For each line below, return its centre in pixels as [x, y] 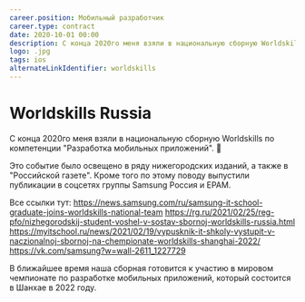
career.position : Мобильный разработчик [87, 18]
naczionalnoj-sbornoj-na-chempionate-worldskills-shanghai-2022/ [135, 240]
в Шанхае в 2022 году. [53, 287]
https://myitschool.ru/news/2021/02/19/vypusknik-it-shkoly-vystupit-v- [142, 231]
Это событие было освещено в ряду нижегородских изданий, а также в [149, 165]
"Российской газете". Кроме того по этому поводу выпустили [129, 175]
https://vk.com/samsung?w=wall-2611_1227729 [98, 250]
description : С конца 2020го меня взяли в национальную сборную [133, 43]
